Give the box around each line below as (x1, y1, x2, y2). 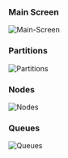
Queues (8, 122, 40, 134)
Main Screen (8, 6, 59, 18)
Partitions (8, 45, 49, 57)
